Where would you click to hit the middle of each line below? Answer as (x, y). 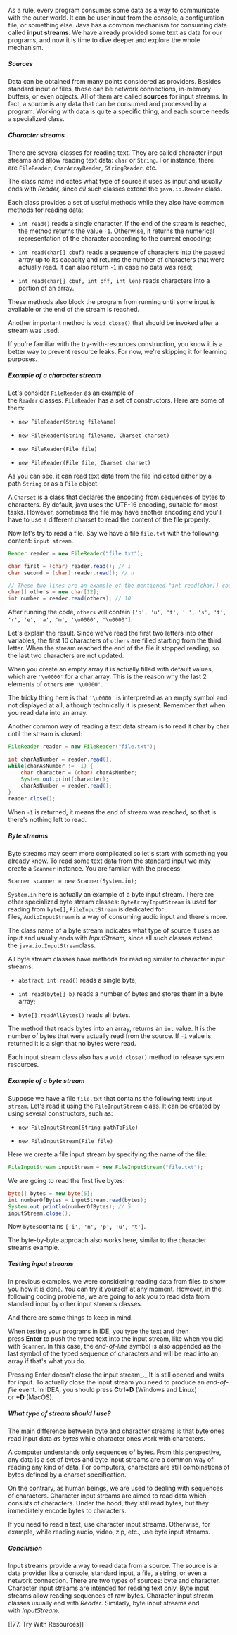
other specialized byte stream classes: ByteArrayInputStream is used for (112, 902)
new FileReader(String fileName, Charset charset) (94, 436)
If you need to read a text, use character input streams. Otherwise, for (109, 1524)
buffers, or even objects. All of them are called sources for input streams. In (118, 96)
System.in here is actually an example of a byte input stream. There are (111, 895)
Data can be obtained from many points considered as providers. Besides (114, 81)
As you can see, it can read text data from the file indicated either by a (110, 476)
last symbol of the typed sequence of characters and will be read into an (113, 1353)
